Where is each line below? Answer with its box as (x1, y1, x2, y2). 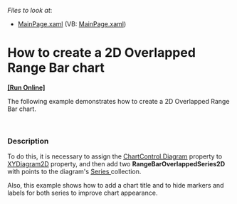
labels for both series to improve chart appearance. (7, 188, 158, 198)
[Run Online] (7, 83, 46, 92)
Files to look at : (7, 6, 53, 14)
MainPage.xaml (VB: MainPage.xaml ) (17, 20, 127, 28)
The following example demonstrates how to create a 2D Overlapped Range (7, 97, 230, 105)
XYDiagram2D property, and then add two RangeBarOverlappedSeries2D (7, 160, 226, 168)
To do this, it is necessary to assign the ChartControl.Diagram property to (7, 152, 223, 161)
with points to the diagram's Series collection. (7, 167, 142, 176)
